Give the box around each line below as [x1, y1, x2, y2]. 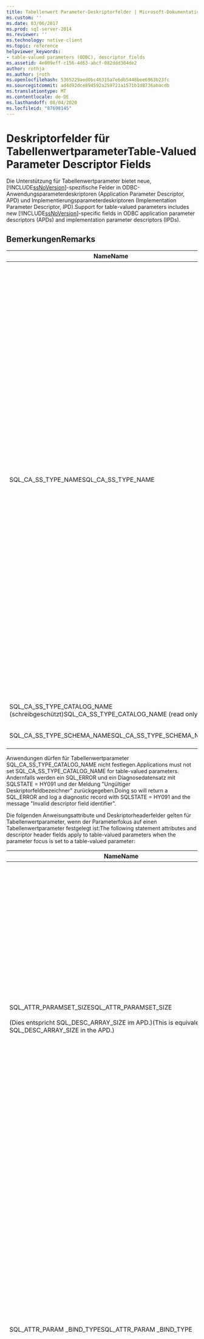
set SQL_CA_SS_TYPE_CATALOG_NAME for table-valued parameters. [6, 768, 179, 775]
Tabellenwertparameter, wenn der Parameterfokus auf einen [6, 818, 157, 825]
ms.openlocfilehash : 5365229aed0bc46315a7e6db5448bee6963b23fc [6, 77, 170, 83]
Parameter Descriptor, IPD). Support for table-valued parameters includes [6, 203, 189, 211]
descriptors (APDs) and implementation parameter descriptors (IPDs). [6, 216, 181, 224]
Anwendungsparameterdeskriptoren [6, 190, 97, 198]
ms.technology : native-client [6, 37, 83, 43]
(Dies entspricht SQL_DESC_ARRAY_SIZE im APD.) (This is [9, 1019, 174, 1027]
